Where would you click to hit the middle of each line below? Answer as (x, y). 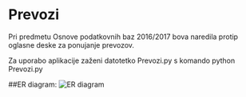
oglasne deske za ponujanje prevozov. (71, 45)
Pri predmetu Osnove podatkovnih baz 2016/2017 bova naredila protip (123, 37)
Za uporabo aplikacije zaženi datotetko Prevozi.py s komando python (122, 60)
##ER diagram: (33, 84)
